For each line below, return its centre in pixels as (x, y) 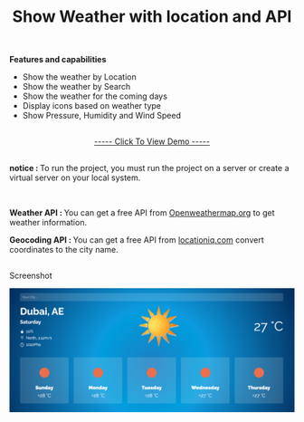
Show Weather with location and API (152, 17)
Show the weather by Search (76, 86)
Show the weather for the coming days (95, 96)
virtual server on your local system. (75, 177)
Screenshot (31, 276)
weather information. (48, 222)
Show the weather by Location (80, 77)
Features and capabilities (58, 59)
